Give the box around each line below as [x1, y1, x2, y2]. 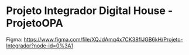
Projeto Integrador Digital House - [6, 4, 173, 18]
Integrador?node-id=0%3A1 [6, 42, 73, 49]
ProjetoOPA [6, 16, 63, 30]
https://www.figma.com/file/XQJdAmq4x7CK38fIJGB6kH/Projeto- [23, 36, 183, 43]
